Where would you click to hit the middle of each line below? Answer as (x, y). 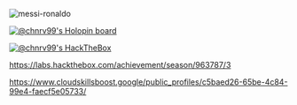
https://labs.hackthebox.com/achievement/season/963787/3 (120, 65)
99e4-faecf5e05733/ (48, 91)
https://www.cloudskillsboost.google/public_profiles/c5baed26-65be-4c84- (148, 82)
